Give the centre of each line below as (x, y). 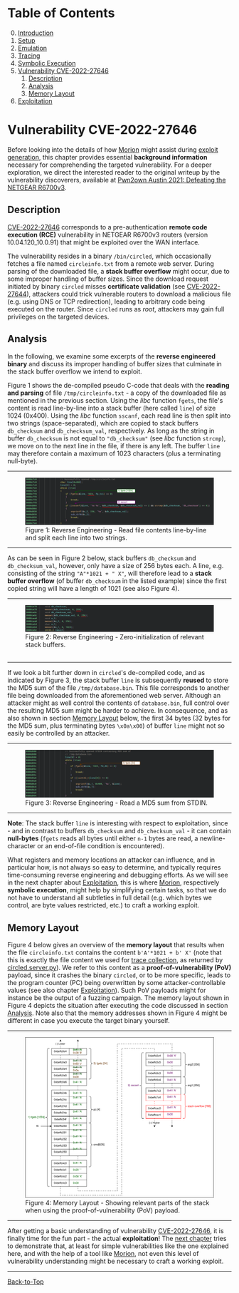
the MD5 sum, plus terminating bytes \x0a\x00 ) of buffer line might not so (116, 726)
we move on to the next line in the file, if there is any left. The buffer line (114, 445)
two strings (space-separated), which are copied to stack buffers (103, 423)
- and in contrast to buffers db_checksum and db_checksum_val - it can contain (119, 831)
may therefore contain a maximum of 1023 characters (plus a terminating (114, 453)
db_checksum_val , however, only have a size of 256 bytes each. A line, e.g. (116, 566)
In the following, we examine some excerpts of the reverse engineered (111, 356)
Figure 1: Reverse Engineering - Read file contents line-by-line (116, 530)
